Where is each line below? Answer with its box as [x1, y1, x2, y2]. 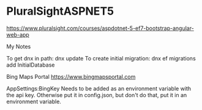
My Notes [6, 43, 31, 50]
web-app [6, 31, 29, 38]
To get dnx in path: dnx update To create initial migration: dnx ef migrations [6, 54, 196, 62]
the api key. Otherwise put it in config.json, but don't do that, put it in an [6, 91, 187, 98]
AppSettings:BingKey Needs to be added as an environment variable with [6, 84, 192, 92]
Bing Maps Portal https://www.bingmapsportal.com [6, 73, 136, 80]
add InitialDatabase [6, 61, 55, 68]
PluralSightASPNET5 [6, 4, 114, 18]
